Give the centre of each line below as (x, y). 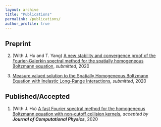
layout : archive (22, 10)
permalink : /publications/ (33, 19)
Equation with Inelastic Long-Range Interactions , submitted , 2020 (79, 81)
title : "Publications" (28, 14)
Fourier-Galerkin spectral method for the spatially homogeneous (78, 61)
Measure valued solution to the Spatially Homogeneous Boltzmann (80, 76)
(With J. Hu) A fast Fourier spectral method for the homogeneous (79, 108)
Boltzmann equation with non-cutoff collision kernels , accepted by (80, 114)
